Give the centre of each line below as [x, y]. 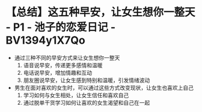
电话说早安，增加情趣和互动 [58, 72]
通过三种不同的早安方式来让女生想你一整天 [67, 57]
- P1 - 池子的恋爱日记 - [61, 27]
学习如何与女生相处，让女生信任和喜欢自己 [76, 95]
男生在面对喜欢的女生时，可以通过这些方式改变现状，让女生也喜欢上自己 [104, 87]
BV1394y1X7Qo [45, 40]
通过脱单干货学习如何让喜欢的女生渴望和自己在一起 [87, 102]
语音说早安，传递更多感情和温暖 [63, 65]
